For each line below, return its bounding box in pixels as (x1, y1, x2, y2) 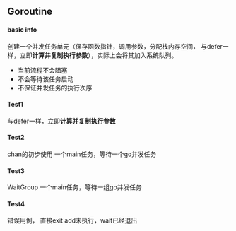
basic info (7, 25, 37, 34)
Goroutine (7, 6, 53, 18)
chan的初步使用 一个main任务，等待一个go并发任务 (7, 150, 157, 158)
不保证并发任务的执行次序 (17, 83, 93, 92)
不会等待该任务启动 (17, 74, 74, 83)
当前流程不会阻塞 (17, 66, 68, 74)
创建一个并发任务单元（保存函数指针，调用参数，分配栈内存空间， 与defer (7, 42, 223, 50)
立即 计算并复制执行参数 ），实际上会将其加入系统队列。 (19, 51, 178, 59)
